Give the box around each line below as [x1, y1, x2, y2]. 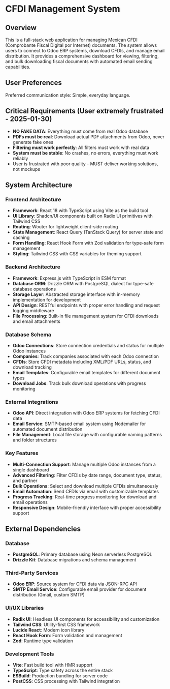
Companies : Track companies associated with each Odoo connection [12, 353, 159, 359]
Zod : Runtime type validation [12, 638, 74, 644]
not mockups [12, 166, 41, 172]
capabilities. [5, 64, 30, 70]
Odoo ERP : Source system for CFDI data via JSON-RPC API [12, 581, 137, 587]
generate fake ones [12, 139, 54, 145]
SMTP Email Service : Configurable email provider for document [12, 586, 147, 592]
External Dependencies [5, 524, 81, 533]
